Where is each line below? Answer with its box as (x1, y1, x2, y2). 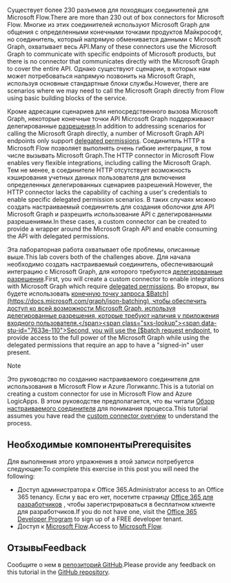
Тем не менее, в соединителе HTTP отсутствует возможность (7, 166, 192, 174)
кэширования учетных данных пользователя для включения (7, 173, 186, 182)
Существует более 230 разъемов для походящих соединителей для (7, 6, 209, 14)
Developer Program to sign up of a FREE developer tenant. (17, 515, 183, 523)
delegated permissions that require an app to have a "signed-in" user (7, 341, 204, 349)
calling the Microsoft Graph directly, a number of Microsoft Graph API (7, 129, 205, 137)
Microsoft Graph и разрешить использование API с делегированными (7, 210, 212, 218)
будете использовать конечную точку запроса (7, 289, 145, 298)
